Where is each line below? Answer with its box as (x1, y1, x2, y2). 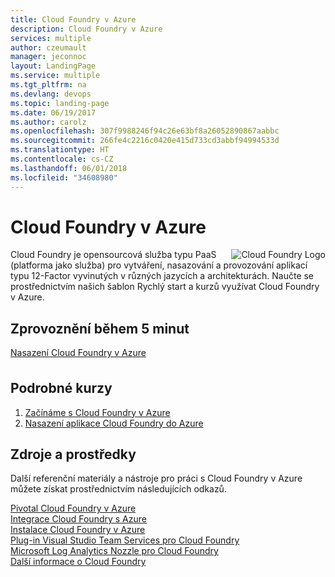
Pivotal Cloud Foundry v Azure (10, 502, 137, 515)
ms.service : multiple (10, 71, 101, 81)
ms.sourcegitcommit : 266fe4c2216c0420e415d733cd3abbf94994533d (10, 136, 280, 146)
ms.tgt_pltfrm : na (10, 80, 87, 90)
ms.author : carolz (10, 117, 87, 127)
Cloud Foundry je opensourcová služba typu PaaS (10, 249, 217, 261)
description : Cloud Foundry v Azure (10, 24, 163, 34)
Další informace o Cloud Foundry (10, 556, 147, 568)
